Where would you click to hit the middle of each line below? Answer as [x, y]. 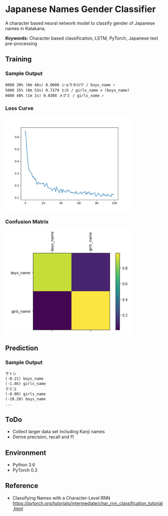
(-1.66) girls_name [26, 384]
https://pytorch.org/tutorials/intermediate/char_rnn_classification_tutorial [88, 503]
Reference [22, 486]
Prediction [22, 348]
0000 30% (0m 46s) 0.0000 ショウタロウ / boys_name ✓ [60, 85]
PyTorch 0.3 [25, 470]
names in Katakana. [26, 28]
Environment [26, 453]
